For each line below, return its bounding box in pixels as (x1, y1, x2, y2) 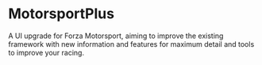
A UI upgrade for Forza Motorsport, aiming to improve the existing (8, 31, 224, 40)
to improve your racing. (8, 48, 85, 57)
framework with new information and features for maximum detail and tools (8, 39, 255, 48)
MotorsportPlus (8, 5, 115, 23)
